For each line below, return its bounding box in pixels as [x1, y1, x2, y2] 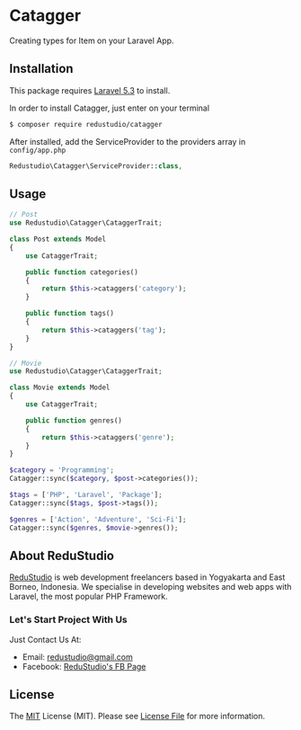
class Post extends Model [9, 235, 106, 244]
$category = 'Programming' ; [9, 466, 115, 475]
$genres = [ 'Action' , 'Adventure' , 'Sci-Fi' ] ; [9, 514, 187, 524]
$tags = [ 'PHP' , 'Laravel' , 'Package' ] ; [9, 491, 164, 500]
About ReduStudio [9, 547, 115, 563]
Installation [9, 61, 74, 76]
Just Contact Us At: [9, 634, 82, 645]
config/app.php [9, 146, 66, 155]
